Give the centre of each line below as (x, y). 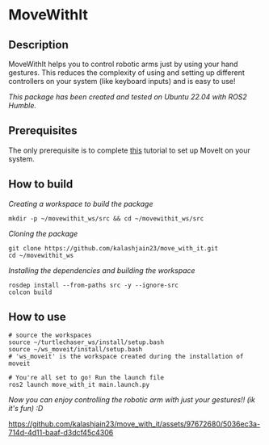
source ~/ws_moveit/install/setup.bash (76, 350)
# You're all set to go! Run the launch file (86, 378)
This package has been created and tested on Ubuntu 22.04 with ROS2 (128, 97)
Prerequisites (43, 131)
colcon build (30, 292)
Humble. (23, 105)
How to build (41, 185)
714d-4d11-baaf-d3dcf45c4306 (61, 433)
